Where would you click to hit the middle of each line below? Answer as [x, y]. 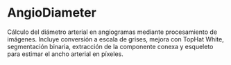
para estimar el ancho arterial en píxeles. [65, 54]
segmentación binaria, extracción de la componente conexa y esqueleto [110, 46]
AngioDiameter [52, 13]
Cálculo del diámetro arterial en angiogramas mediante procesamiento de [112, 32]
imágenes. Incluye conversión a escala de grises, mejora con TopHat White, [115, 39]
